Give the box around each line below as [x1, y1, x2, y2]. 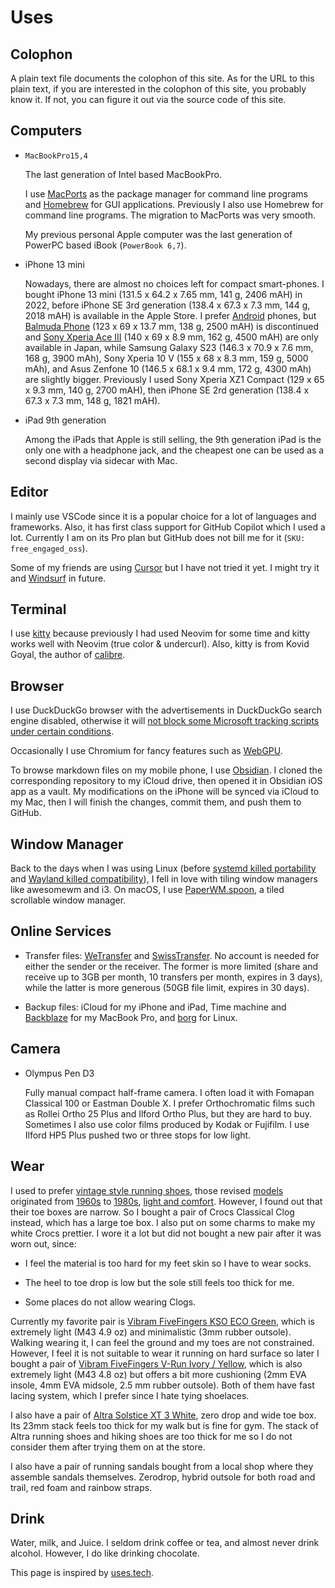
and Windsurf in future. [10, 572, 107, 584]
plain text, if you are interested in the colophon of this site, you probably [10, 83, 307, 95]
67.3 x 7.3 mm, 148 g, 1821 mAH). [24, 394, 161, 406]
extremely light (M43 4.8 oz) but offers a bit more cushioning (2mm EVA [10, 1368, 307, 1380]
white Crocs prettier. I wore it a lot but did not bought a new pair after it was [10, 1227, 322, 1239]
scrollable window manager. [10, 894, 127, 906]
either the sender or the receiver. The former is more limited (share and [24, 960, 318, 972]
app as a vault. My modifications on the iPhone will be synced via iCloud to [10, 786, 320, 798]
